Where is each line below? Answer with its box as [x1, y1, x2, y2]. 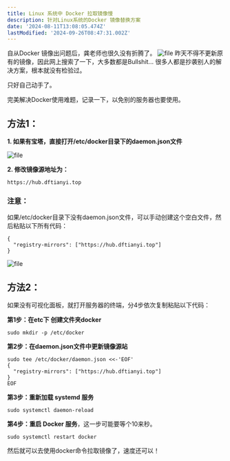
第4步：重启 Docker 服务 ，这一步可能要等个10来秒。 [7, 420, 156, 428]
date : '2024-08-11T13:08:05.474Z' [7, 23, 107, 30]
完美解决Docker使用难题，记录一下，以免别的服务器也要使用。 [7, 96, 185, 104]
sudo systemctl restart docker [7, 433, 97, 441]
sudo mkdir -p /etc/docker [7, 329, 85, 336]
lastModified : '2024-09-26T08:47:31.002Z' [7, 29, 131, 37]
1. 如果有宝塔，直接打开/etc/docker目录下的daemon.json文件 [7, 137, 182, 145]
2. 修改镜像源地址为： [7, 165, 69, 174]
